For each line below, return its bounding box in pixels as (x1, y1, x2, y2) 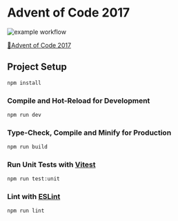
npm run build (7, 144, 48, 151)
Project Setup (7, 61, 68, 73)
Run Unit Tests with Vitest (7, 160, 96, 169)
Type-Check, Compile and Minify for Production (7, 128, 172, 137)
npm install (7, 79, 41, 86)
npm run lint (7, 207, 45, 215)
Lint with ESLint (7, 192, 61, 202)
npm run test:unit (7, 175, 60, 182)
